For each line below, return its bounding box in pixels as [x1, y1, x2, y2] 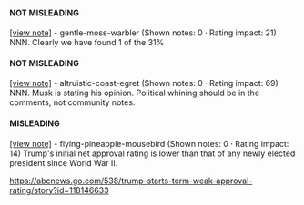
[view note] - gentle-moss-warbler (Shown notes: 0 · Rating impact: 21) [9, 27, 278, 38]
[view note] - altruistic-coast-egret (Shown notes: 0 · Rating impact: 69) [9, 78, 279, 89]
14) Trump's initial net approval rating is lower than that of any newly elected [9, 148, 296, 159]
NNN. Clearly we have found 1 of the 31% [9, 37, 165, 48]
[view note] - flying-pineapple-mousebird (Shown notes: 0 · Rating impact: [9, 138, 289, 149]
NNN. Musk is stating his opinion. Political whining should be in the [9, 87, 260, 99]
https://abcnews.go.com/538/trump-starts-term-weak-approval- [9, 175, 253, 186]
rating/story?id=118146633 [9, 184, 109, 195]
